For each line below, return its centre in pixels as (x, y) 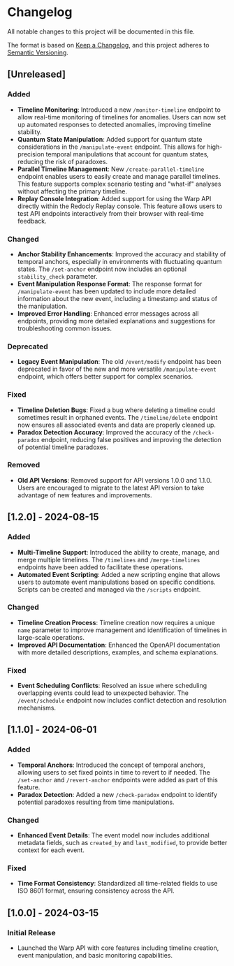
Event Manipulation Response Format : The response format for (110, 284)
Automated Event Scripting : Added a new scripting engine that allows (119, 574)
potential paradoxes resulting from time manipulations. (96, 802)
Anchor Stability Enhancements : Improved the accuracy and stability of (122, 254)
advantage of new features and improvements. (85, 495)
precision (31, 154)
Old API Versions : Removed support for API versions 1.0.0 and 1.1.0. (115, 480)
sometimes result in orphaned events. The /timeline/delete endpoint (117, 417)
